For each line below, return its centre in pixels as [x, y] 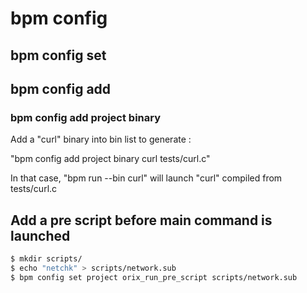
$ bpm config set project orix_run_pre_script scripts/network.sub [154, 277]
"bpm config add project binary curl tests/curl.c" [110, 159]
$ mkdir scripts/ [46, 259]
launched [40, 235]
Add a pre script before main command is [141, 220]
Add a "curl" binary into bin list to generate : [101, 139]
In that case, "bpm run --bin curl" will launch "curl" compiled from [146, 178]
